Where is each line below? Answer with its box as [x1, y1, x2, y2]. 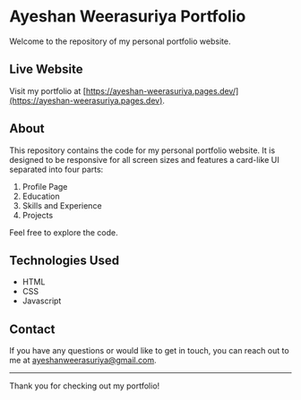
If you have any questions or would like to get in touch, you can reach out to [9, 345, 289, 356]
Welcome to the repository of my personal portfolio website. [9, 36, 231, 47]
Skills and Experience [21, 200, 102, 211]
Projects [21, 209, 54, 220]
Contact [9, 321, 56, 336]
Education [21, 191, 60, 201]
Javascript [21, 295, 62, 306]
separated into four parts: [9, 164, 104, 174]
